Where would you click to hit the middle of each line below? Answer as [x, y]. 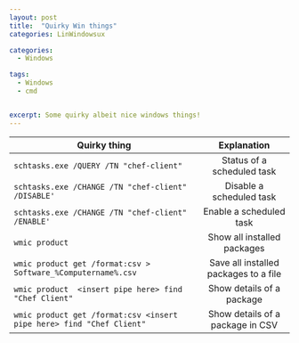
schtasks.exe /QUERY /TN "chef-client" [98, 165]
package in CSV [244, 324]
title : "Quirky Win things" [63, 26]
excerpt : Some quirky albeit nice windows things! [105, 115]
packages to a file [244, 274]
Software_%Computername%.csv [75, 272]
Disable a [244, 185]
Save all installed [244, 262]
